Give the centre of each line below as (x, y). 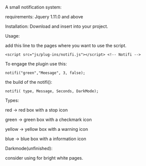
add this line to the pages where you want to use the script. (66, 46)
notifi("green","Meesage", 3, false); (45, 73)
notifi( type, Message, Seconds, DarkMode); (52, 91)
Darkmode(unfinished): (29, 148)
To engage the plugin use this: (36, 64)
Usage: (12, 36)
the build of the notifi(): (29, 82)
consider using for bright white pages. (44, 158)
